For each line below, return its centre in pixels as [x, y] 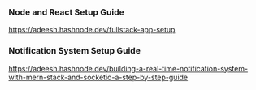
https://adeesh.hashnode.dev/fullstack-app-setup [92, 30]
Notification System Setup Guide [74, 51]
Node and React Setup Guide [66, 12]
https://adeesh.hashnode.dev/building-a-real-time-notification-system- [128, 68]
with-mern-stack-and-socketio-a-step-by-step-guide [98, 77]
